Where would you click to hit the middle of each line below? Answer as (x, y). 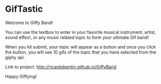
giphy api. (15, 57)
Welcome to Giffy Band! (29, 23)
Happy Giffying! (21, 76)
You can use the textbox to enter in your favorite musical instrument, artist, (80, 32)
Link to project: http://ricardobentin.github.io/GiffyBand (61, 67)
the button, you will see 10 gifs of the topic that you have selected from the (80, 52)
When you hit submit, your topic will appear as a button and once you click (80, 47)
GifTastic (24, 9)
